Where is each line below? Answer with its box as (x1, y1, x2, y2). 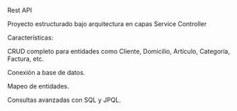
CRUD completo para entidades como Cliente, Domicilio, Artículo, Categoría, (7, 47, 231, 55)
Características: (7, 33, 54, 42)
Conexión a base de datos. (7, 69, 86, 76)
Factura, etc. (7, 54, 45, 63)
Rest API (7, 6, 33, 14)
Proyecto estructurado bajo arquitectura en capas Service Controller (7, 20, 207, 28)
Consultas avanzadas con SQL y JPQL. (7, 95, 122, 104)
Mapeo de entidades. (7, 82, 69, 90)
